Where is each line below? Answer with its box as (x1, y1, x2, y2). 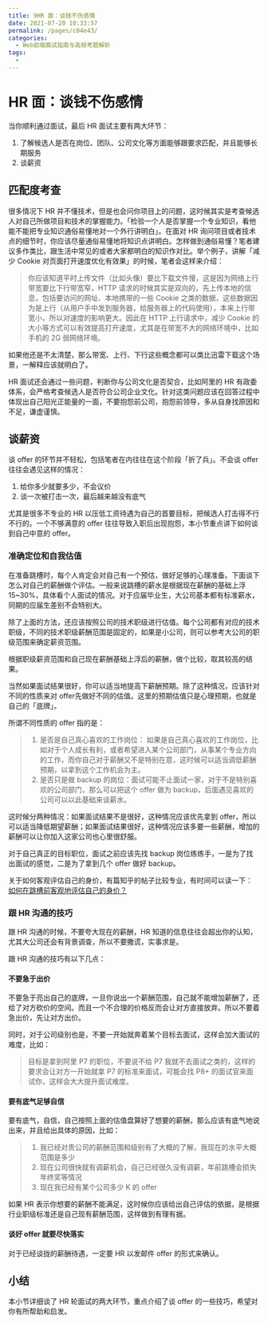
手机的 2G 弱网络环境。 (27, 333, 105, 342)
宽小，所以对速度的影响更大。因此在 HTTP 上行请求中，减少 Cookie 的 (27, 313, 260, 322)
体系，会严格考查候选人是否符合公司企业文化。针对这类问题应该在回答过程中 (8, 386, 260, 396)
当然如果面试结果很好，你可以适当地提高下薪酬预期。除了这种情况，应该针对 (8, 681, 260, 690)
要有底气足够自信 (8, 1096, 65, 1106)
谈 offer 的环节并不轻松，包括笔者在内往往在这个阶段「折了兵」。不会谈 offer (8, 455, 259, 464)
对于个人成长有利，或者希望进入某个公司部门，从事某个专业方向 (46, 744, 257, 754)
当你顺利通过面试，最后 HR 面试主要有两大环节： (8, 120, 169, 130)
